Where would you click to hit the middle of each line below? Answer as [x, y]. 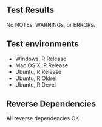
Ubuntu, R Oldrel [36, 78]
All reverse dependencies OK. [43, 118]
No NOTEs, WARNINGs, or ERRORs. [51, 24]
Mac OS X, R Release [42, 65]
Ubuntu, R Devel [36, 84]
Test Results [30, 10]
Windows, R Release [41, 59]
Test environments [42, 44]
